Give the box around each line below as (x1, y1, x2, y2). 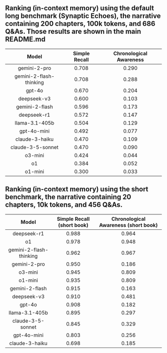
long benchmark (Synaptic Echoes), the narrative (5, 12, 161, 20)
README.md (5, 35, 46, 44)
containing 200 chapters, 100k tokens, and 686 (5, 19, 156, 28)
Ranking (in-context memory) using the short (5, 185, 149, 193)
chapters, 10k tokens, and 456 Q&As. (5, 200, 123, 209)
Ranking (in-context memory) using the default (5, 4, 154, 12)
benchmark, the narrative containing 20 (5, 193, 132, 201)
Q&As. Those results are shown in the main (5, 27, 142, 36)
